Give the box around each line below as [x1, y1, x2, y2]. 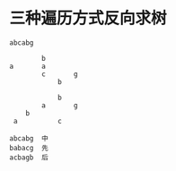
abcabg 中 [9, 133, 49, 143]
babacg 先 [9, 143, 49, 152]
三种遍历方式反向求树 [9, 8, 168, 29]
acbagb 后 [9, 153, 49, 162]
